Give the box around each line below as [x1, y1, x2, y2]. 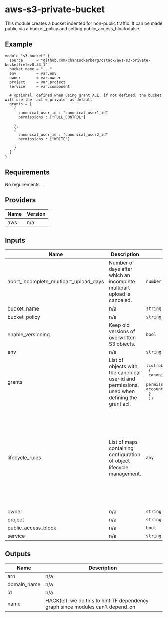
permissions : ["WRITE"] [18, 136, 70, 141]
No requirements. [5, 181, 41, 187]
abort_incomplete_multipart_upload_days [7, 278, 104, 285]
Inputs [5, 236, 26, 244]
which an [109, 272, 131, 279]
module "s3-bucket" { [5, 53, 50, 58]
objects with [109, 363, 138, 370]
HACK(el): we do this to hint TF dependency [45, 597, 149, 604]
